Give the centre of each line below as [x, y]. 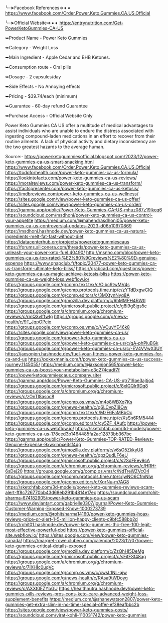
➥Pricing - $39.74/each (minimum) [41, 96]
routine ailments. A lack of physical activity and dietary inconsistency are [81, 141]
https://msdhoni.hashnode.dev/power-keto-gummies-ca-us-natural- [76, 231]
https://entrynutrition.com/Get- [92, 23]
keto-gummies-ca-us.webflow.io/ [40, 428]
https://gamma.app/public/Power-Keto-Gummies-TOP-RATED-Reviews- [79, 439]
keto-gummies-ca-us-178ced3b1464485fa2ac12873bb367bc [68, 434]
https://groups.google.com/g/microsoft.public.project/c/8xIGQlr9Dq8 [77, 386]
